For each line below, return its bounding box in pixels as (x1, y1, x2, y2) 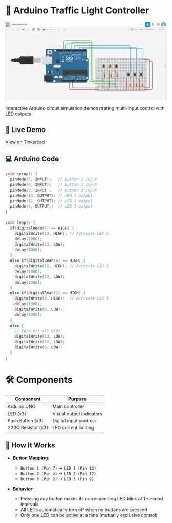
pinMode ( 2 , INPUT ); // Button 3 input (10, 188, 97, 193)
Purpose (68, 396, 87, 402)
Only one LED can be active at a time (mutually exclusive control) (20, 512, 158, 518)
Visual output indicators (52, 410, 102, 417)
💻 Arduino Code (5, 154, 59, 163)
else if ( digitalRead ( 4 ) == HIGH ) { (10, 258, 86, 264)
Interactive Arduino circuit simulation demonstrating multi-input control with (5, 105, 165, 111)
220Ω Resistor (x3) (7, 425, 49, 431)
